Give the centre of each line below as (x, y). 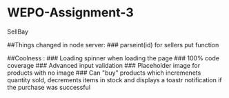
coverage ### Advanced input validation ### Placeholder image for (104, 65)
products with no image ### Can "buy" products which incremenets (104, 73)
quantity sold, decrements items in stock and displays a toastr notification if (114, 79)
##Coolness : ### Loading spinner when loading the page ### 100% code (113, 58)
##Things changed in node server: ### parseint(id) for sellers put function (113, 45)
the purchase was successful (49, 87)
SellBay (18, 32)
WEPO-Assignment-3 (71, 13)
